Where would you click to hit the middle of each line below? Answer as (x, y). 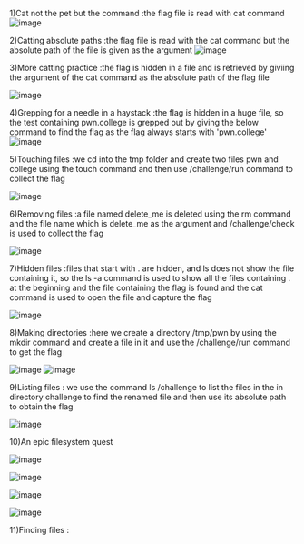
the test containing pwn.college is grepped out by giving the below (134, 122)
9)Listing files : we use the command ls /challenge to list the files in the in (147, 387)
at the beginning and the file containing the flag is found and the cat (136, 287)
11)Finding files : (39, 530)
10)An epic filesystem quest (61, 442)
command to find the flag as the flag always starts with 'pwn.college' (138, 132)
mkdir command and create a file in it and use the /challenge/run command (150, 342)
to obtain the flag (41, 407)
